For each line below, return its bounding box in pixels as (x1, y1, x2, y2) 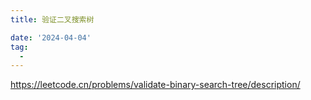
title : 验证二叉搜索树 (10, 14, 95, 25)
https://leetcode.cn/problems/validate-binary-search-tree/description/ (10, 79, 301, 91)
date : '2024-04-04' (10, 32, 92, 43)
